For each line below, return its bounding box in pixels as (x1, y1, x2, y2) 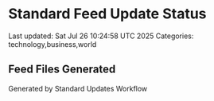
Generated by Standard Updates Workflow (8, 84, 148, 93)
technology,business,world (8, 39, 97, 49)
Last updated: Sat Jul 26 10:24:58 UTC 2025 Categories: (8, 31, 194, 41)
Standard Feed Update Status (8, 5, 207, 23)
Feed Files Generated (8, 63, 116, 76)
